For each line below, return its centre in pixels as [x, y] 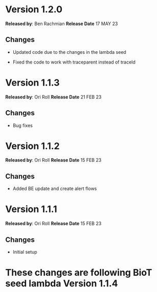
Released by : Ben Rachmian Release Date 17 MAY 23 [62, 24]
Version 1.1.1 [31, 209]
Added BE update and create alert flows [55, 189]
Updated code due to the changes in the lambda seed [69, 52]
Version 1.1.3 [32, 82]
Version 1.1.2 [32, 146]
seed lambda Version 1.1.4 [62, 284]
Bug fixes [23, 125]
